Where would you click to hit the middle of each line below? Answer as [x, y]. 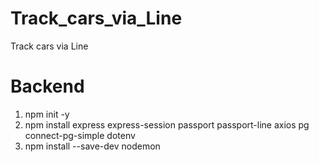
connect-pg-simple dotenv [80, 135]
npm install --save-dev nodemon [92, 146]
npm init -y [47, 114]
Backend [47, 86]
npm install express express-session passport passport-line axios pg [167, 124]
